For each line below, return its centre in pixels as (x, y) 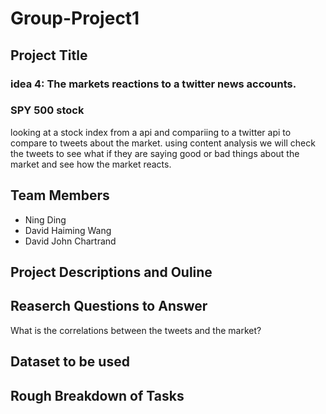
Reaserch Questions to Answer (109, 306)
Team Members (60, 195)
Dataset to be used (70, 362)
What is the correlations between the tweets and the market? (136, 330)
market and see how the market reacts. (91, 164)
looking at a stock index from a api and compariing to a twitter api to (151, 132)
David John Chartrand (70, 241)
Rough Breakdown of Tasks (97, 395)
